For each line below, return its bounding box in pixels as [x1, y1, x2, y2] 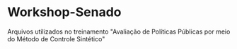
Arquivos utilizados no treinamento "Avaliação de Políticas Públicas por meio [7, 27, 231, 36]
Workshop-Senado [7, 4, 122, 20]
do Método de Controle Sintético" [7, 34, 105, 43]
